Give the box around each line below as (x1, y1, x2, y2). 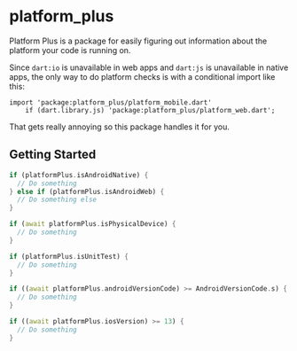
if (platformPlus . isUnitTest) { (9, 252, 129, 261)
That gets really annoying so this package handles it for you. (9, 121, 231, 132)
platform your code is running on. (9, 44, 131, 55)
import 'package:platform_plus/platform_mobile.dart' (9, 97, 213, 107)
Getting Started (9, 147, 97, 162)
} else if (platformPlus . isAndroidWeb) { (9, 187, 165, 196)
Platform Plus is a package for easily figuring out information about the (9, 35, 268, 46)
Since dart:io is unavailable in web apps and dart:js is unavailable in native (9, 62, 289, 73)
